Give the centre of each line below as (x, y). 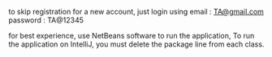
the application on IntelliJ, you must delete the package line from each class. (136, 44)
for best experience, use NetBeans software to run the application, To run (132, 36)
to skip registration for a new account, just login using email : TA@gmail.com (136, 12)
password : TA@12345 (46, 20)
